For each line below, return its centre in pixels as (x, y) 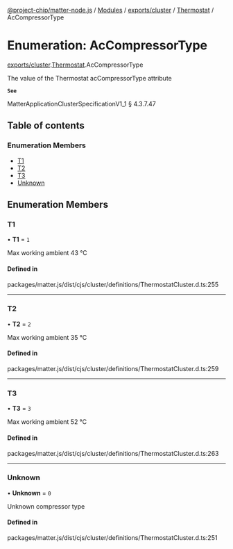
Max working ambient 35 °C (47, 337)
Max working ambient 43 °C (48, 253)
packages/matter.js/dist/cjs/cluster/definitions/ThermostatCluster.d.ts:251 (112, 538)
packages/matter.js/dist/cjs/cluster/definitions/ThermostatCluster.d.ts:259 (113, 369)
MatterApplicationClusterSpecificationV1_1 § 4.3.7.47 (81, 104)
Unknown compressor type (46, 506)
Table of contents (46, 125)
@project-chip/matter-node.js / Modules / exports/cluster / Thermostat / (111, 10)
